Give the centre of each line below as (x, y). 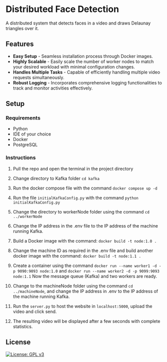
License (18, 342)
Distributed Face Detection (62, 9)
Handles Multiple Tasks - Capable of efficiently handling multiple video (86, 72)
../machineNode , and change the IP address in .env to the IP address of (85, 291)
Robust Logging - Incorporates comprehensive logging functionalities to (87, 82)
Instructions (21, 157)
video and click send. (35, 311)
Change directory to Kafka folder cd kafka (56, 178)
